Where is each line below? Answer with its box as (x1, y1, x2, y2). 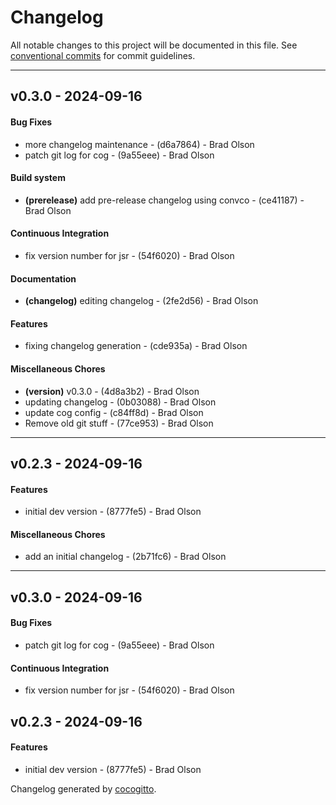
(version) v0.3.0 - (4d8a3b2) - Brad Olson (24, 385, 200, 397)
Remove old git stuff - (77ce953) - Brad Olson (24, 417, 214, 429)
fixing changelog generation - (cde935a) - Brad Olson (24, 340, 248, 352)
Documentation (10, 272, 77, 285)
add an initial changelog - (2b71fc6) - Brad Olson (24, 551, 227, 563)
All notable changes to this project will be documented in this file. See (10, 39, 298, 51)
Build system (10, 172, 66, 184)
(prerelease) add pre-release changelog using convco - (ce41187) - (24, 194, 305, 206)
